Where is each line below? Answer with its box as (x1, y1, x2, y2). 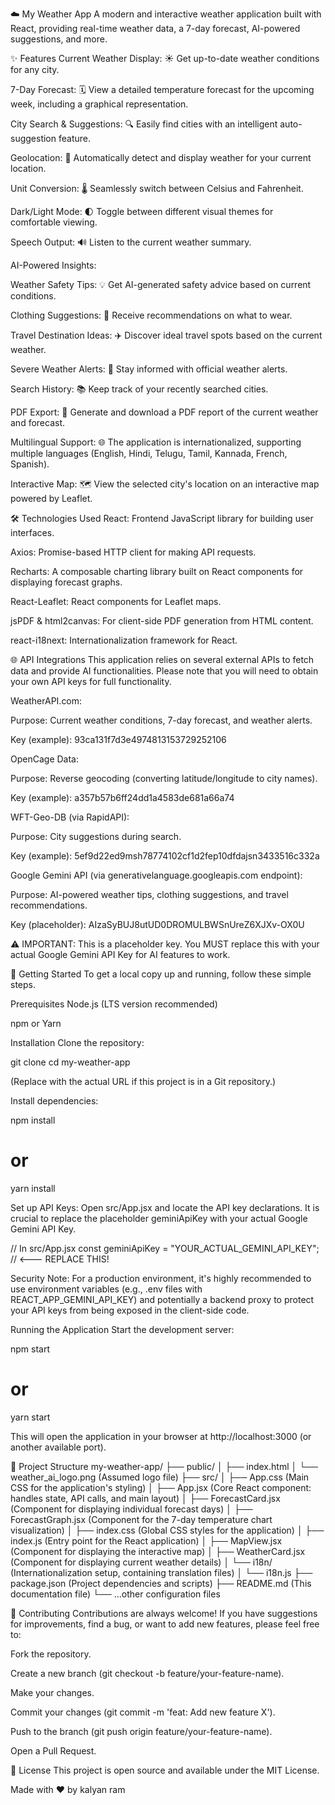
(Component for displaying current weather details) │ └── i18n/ (10, 1556, 273, 1568)
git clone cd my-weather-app (10, 1056, 131, 1068)
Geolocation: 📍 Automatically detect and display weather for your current (10, 152, 312, 163)
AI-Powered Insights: (10, 259, 97, 271)
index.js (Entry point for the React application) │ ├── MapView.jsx (10, 1534, 283, 1547)
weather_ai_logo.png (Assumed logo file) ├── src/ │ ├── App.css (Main (10, 1471, 310, 1483)
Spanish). (10, 458, 50, 470)
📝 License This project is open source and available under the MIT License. (10, 1764, 320, 1776)
